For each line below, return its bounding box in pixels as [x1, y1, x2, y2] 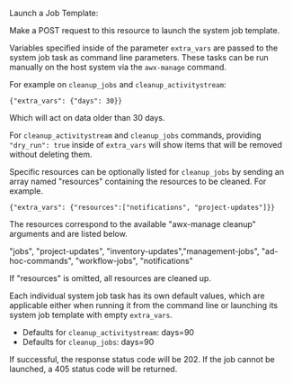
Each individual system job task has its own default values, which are [9, 290, 265, 301]
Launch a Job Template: [9, 8, 99, 18]
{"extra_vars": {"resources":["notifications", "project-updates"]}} [9, 203, 276, 212]
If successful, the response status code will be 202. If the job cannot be [9, 354, 276, 364]
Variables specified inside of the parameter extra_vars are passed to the [9, 42, 279, 53]
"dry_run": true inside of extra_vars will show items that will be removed [9, 140, 283, 150]
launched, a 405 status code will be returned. [9, 364, 178, 374]
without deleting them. [9, 149, 93, 160]
